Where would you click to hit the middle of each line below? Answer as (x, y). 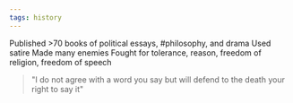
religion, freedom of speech (60, 62)
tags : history (36, 17)
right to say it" (57, 89)
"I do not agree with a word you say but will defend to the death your (158, 79)
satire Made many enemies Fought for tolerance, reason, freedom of (135, 52)
